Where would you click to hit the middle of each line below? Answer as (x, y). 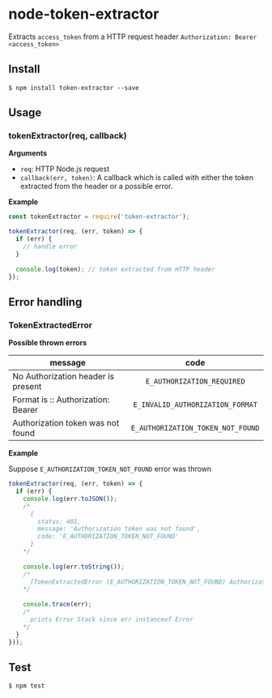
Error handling (45, 302)
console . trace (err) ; (57, 605)
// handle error (51, 247)
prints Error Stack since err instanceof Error (112, 619)
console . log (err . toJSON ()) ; (70, 499)
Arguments (28, 153)
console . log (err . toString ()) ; (74, 567)
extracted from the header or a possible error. (96, 186)
